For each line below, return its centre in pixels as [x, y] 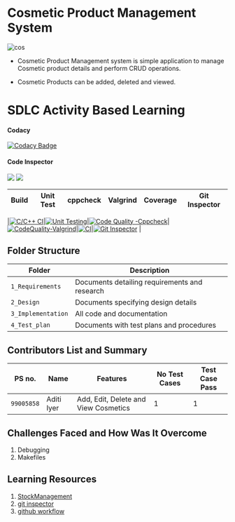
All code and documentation [121, 314]
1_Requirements [36, 287]
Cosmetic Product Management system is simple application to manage [121, 60]
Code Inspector [30, 161]
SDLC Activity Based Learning [96, 111]
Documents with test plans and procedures [145, 326]
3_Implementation [40, 314]
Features [112, 379]
